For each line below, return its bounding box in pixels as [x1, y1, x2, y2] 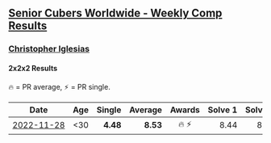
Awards [169, 104, 200, 116]
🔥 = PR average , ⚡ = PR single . [8, 82, 110, 91]
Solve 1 [207, 104, 238, 116]
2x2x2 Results [8, 63, 58, 73]
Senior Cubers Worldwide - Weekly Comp [8, 6, 223, 20]
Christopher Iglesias [8, 44, 90, 55]
